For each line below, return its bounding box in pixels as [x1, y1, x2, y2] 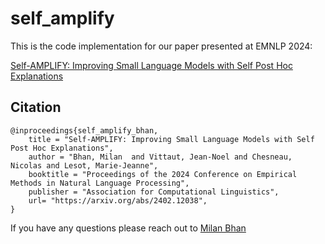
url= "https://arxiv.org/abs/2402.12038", [28, 195, 208, 206]
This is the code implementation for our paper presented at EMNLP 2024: [10, 40, 313, 52]
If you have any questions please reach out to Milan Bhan [10, 222, 247, 234]
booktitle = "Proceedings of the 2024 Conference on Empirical [28, 169, 298, 179]
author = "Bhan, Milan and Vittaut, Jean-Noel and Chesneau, [28, 152, 293, 162]
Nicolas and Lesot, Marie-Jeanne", [10, 160, 159, 171]
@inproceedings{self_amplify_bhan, [10, 125, 159, 136]
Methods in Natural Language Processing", [10, 178, 190, 188]
